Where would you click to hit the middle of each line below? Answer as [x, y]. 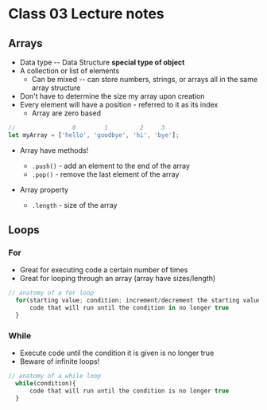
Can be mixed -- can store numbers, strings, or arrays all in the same [145, 79]
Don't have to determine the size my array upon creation [112, 96]
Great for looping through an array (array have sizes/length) [118, 279]
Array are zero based [66, 113]
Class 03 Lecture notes [86, 14]
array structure [56, 88]
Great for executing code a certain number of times [104, 270]
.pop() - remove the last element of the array [105, 174]
